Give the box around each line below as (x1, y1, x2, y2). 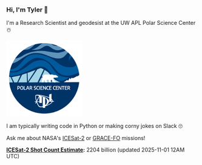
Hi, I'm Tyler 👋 (6, 5, 49, 14)
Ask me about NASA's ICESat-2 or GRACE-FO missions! (6, 135, 146, 142)
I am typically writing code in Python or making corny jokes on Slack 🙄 (6, 123, 183, 130)
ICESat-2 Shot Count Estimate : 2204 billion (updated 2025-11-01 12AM (6, 146, 185, 153)
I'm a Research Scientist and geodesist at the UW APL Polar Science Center (6, 19, 196, 27)
